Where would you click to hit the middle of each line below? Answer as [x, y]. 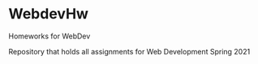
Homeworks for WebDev [49, 36]
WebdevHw [49, 14]
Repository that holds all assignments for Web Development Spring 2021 [129, 51]
